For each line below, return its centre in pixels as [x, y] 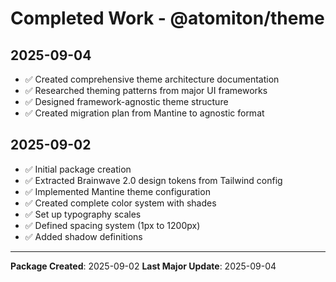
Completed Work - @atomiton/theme [167, 18]
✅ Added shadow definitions [83, 236]
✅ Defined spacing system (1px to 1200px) [112, 225]
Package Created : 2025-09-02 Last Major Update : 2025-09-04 [143, 266]
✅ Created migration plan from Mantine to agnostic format [144, 113]
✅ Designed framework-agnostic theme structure [126, 101]
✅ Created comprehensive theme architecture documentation [152, 79]
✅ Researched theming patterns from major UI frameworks [146, 90]
